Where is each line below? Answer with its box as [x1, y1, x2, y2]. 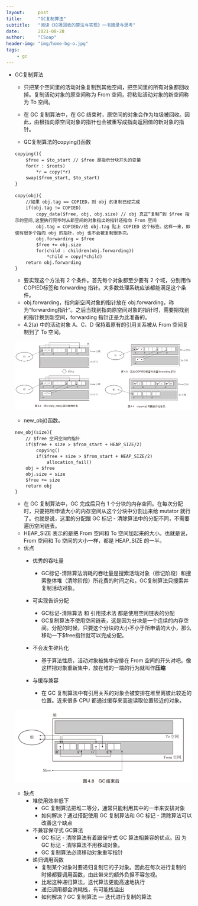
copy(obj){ [14, 192, 42, 198]
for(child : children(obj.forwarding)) [36, 247, 134, 254]
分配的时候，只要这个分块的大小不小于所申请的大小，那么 [51, 624, 192, 631]
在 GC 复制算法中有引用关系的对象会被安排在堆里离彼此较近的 [41, 689, 192, 697]
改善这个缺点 [41, 820, 73, 827]
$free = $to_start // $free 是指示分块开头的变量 [25, 157, 141, 163]
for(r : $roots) [25, 163, 66, 169]
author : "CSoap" [6, 34, 57, 41]
